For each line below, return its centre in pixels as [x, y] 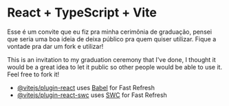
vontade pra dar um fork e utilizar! [55, 46]
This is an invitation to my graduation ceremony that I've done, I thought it [111, 59]
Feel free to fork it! [33, 74]
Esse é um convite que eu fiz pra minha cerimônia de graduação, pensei [109, 32]
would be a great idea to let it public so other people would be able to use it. [115, 67]
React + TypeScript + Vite [82, 13]
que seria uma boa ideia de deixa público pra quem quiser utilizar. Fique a [112, 39]
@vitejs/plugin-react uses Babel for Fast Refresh [86, 87]
